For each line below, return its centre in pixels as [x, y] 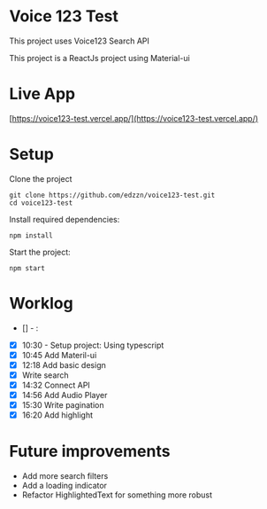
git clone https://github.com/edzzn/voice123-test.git [112, 195]
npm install [31, 235]
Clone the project [41, 178]
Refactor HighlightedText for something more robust [117, 495]
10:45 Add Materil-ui [59, 355]
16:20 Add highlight [57, 415]
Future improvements [90, 452]
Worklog [41, 303]
